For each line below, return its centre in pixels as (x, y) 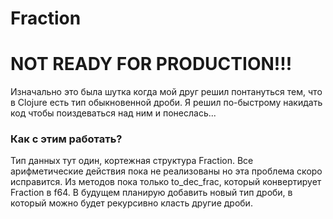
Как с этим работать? (66, 139)
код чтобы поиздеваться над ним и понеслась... (113, 113)
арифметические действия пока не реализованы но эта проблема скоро (166, 171)
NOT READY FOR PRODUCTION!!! (151, 64)
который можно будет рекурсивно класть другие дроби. (131, 203)
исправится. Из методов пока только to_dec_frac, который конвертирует (166, 182)
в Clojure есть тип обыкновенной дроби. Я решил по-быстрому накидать (166, 103)
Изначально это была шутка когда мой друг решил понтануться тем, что (166, 92)
